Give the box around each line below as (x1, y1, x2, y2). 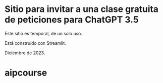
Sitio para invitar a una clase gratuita (4, 3, 159, 15)
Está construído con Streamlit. (4, 40, 66, 46)
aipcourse (4, 67, 48, 79)
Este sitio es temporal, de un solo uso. (4, 30, 83, 36)
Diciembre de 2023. (4, 50, 45, 56)
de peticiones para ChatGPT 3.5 (4, 14, 139, 25)
